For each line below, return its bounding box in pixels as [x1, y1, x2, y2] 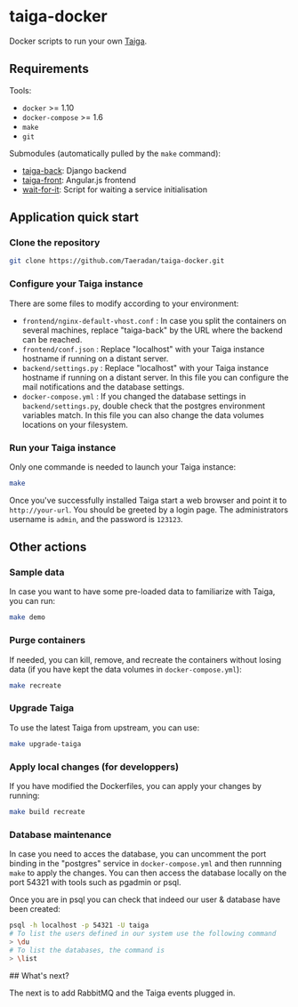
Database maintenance [9, 828, 112, 841]
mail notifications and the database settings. [21, 381, 185, 392]
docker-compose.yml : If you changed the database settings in [21, 391, 246, 401]
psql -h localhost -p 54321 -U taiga [9, 921, 149, 930]
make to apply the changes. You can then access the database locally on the [9, 867, 287, 878]
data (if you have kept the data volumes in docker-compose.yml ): [9, 664, 242, 674]
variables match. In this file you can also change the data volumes [21, 409, 264, 420]
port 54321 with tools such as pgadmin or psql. [9, 877, 181, 888]
